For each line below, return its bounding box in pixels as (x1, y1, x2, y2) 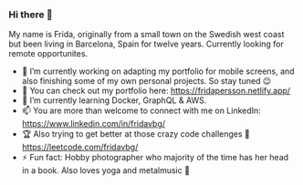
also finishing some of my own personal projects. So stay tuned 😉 (21, 76, 272, 87)
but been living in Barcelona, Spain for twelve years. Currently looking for (8, 38, 285, 49)
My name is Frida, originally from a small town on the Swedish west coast (8, 29, 285, 40)
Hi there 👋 (8, 8, 54, 21)
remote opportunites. (8, 48, 89, 59)
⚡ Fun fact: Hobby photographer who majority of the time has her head (21, 152, 289, 163)
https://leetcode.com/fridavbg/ (21, 141, 139, 153)
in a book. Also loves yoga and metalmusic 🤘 (21, 165, 191, 176)
